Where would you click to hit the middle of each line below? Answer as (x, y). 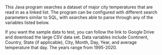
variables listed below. (27, 22)
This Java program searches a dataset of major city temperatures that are (79, 7)
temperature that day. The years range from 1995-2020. (61, 47)
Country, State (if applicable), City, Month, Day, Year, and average (71, 42)
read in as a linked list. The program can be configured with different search (81, 12)
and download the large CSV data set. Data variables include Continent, (77, 37)
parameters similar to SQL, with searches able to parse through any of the (79, 17)
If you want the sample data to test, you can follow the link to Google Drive (80, 32)
